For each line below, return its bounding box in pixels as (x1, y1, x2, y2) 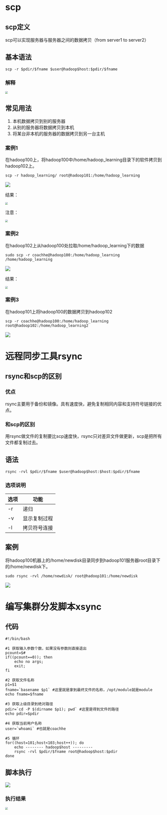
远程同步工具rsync (5, 351, 83, 362)
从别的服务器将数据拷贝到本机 (12, 124, 74, 130)
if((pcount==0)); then (5, 655, 53, 660)
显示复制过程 (23, 515, 54, 522)
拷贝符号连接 (23, 525, 54, 532)
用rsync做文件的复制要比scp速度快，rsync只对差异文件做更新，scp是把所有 (5, 433, 162, 439)
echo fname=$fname (5, 692, 44, 697)
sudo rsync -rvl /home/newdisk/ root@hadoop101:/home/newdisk (5, 573, 138, 578)
